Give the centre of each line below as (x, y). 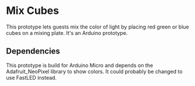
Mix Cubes (33, 11)
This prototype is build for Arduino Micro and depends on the (80, 65)
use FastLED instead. (32, 77)
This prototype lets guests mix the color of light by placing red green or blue (98, 27)
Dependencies (33, 51)
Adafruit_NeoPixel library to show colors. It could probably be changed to (94, 71)
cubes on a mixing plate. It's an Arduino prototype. (67, 33)
